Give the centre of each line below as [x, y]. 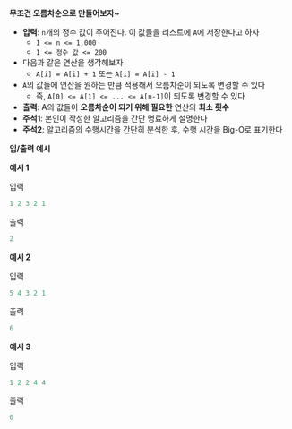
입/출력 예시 [30, 149]
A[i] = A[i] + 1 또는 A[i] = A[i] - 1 [106, 73]
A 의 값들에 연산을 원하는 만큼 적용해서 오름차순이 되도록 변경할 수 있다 [144, 85]
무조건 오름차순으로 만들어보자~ [64, 13]
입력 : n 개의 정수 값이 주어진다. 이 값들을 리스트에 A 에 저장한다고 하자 [141, 32]
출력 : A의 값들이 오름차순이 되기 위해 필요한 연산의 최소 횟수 [126, 107]
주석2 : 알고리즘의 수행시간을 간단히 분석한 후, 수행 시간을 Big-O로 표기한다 [152, 129]
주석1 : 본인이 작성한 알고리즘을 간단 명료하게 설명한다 [115, 118]
